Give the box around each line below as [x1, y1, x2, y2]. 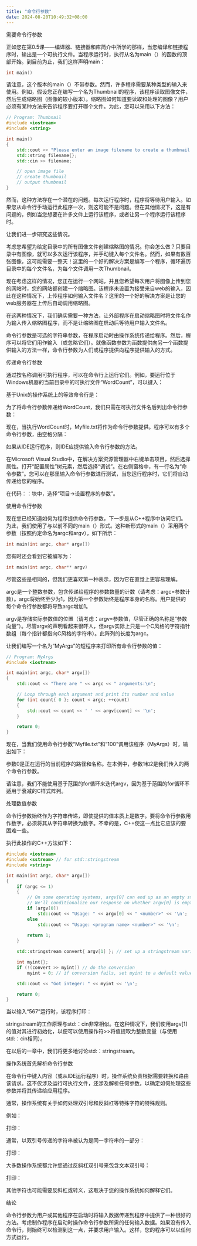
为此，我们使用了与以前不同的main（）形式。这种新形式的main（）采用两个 [6, 522, 189, 529]
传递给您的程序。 [6, 477, 47, 484]
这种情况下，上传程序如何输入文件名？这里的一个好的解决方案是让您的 [16, 292, 186, 299]
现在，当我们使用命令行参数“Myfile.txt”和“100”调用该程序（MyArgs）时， [6, 741, 184, 748]
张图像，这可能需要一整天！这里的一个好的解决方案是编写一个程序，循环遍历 [6, 257, 191, 264]
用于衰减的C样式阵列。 [11, 788, 67, 795]
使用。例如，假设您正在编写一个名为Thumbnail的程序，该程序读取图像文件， [6, 88, 191, 96]
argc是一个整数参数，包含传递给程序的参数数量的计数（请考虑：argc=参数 [6, 588, 186, 595]
